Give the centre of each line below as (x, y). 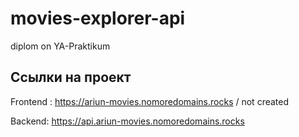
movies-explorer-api (98, 18)
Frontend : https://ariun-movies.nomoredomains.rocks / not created (150, 101)
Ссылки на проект (71, 77)
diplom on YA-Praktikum (60, 46)
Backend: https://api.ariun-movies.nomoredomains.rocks (127, 121)
